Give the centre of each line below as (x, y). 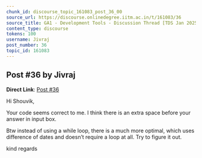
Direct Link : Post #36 (33, 89)
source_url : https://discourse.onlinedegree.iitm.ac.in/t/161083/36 (94, 17)
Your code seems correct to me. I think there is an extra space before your (99, 113)
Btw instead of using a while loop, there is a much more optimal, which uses (100, 130)
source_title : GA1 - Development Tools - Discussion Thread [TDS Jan (95, 23)
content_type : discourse (37, 28)
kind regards (22, 148)
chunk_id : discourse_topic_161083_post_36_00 (64, 12)
